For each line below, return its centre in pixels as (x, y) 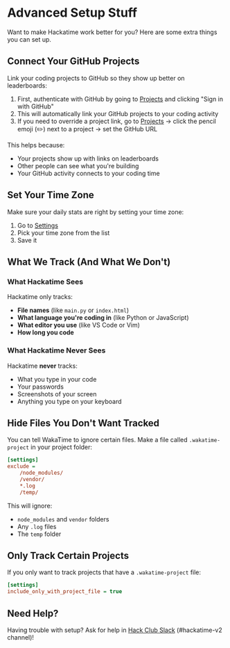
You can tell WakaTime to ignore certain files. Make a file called (98, 440)
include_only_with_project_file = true (65, 592)
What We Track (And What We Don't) (89, 262)
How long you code (45, 332)
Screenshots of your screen (57, 394)
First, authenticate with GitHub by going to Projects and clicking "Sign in (120, 99)
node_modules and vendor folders (63, 519)
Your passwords (41, 387)
